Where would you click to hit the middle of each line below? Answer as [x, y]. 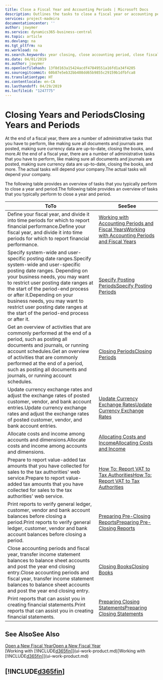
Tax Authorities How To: [125, 475]
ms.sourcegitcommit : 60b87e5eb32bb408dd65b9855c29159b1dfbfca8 [70, 73]
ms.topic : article [24, 37]
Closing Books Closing [124, 567]
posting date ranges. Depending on [48, 271]
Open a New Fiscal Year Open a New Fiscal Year [53, 646]
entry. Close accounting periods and [48, 573]
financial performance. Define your [47, 227]
